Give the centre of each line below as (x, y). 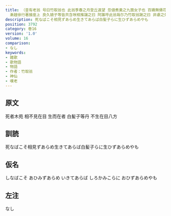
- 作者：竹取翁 (19, 72)
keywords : (16, 52)
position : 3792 (21, 24)
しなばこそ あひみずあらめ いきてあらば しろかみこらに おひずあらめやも (81, 178)
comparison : (18, 43)
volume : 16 (17, 39)
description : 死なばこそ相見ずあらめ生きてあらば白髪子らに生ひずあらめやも (77, 19)
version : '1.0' (21, 34)
